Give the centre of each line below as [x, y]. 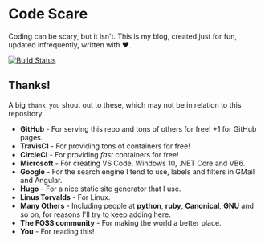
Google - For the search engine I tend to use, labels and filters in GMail [137, 171]
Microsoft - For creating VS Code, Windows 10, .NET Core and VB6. [132, 163]
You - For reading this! [57, 231]
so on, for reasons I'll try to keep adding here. [95, 214]
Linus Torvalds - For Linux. [65, 197]
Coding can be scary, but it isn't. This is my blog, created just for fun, [122, 36]
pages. [31, 137]
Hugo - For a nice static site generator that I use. [100, 189]
